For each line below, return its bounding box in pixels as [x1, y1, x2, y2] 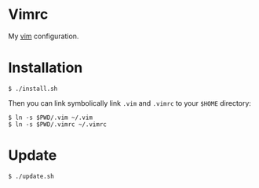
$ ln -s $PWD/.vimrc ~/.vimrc [8, 120, 108, 128]
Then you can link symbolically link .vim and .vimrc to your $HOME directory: [8, 98, 251, 107]
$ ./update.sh [8, 172, 55, 180]
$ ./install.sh [8, 85, 58, 92]
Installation [8, 59, 83, 77]
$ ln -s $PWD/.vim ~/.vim [8, 114, 93, 121]
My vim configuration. [8, 31, 79, 41]
